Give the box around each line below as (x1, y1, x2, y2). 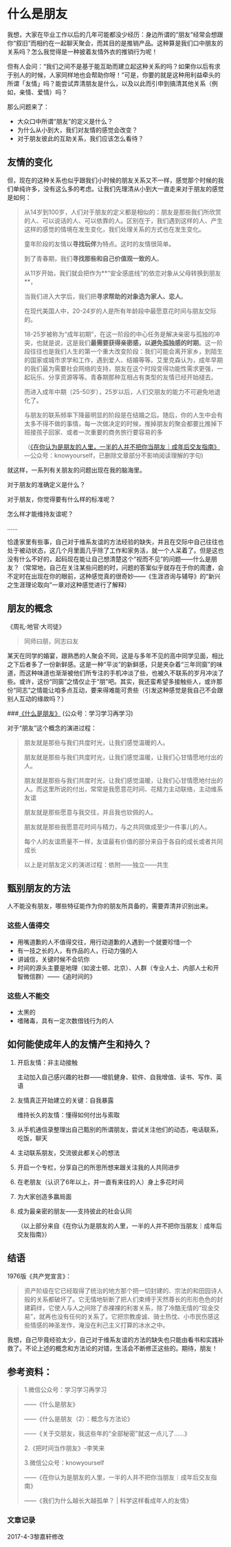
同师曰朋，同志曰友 (23, 637, 79, 645)
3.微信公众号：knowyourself (23, 1459, 104, 1467)
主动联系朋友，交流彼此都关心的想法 (16, 1148, 120, 1156)
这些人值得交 (7, 921, 50, 931)
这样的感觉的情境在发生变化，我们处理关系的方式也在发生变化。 (23, 225, 205, 233)
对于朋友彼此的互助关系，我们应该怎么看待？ (16, 134, 144, 142)
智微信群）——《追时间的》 (16, 972, 96, 980)
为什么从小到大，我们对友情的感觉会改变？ (16, 125, 138, 134)
